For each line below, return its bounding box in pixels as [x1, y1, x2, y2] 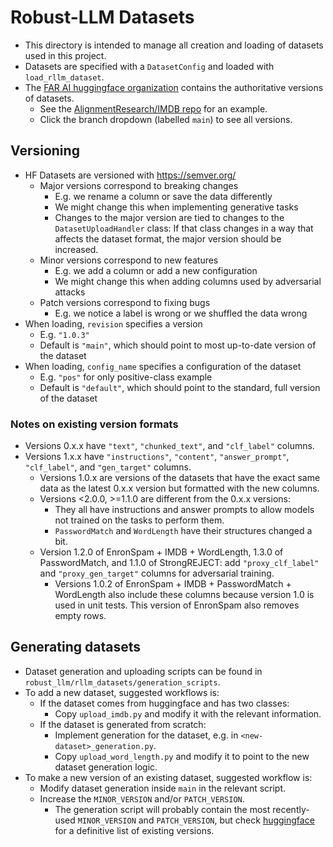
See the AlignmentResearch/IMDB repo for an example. [39, 102, 268, 115]
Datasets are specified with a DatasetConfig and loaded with [24, 60, 275, 72]
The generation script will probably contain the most [54, 803, 271, 815]
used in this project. [24, 49, 107, 61]
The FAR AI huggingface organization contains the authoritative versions [24, 81, 324, 93]
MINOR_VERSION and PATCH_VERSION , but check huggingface [77, 814, 315, 826]
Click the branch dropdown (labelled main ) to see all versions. [39, 113, 293, 125]
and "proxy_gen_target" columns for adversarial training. [39, 567, 275, 580]
